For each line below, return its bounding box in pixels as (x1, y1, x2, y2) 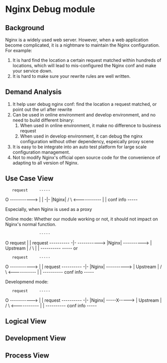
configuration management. (12, 149, 70, 155)
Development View (5, 334, 66, 342)
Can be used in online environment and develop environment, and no (12, 111, 156, 117)
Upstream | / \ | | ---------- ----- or (5, 245, 78, 251)
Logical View (5, 317, 47, 326)
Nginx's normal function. (5, 221, 56, 227)
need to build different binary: (12, 117, 74, 123)
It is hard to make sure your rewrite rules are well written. (12, 73, 131, 79)
